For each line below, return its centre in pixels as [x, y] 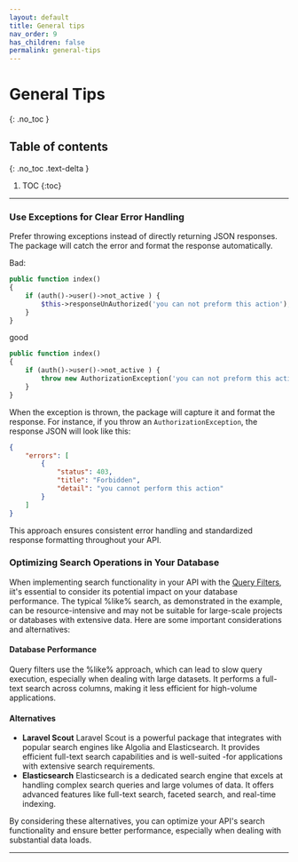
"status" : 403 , [85, 472]
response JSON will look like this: [70, 431]
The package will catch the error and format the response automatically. [141, 246]
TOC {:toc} [42, 185]
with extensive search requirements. [88, 766]
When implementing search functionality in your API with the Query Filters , [145, 582]
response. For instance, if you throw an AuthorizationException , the [133, 421]
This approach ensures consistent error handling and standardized [131, 531]
